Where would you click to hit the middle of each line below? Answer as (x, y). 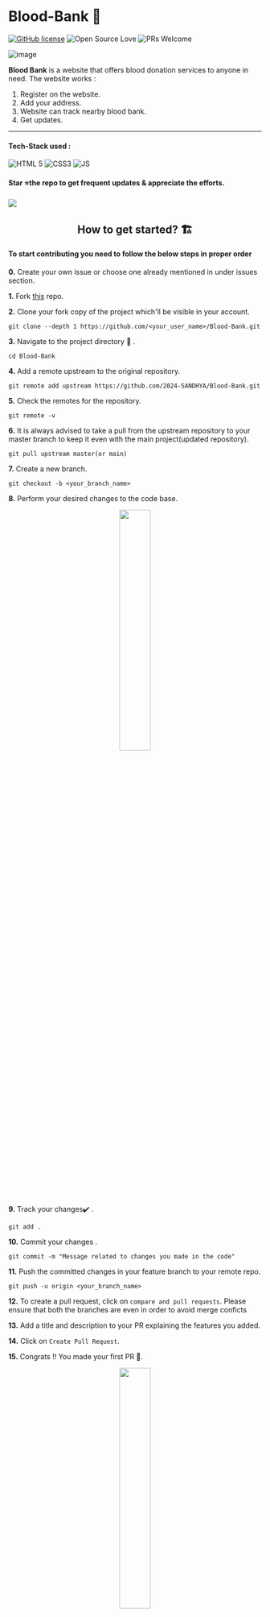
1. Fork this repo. (36, 296)
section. (22, 280)
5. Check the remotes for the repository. (75, 400)
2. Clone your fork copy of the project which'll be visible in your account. (129, 311)
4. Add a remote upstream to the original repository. (94, 371)
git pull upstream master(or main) (68, 454)
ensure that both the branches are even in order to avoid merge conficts (128, 1309)
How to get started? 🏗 (135, 229)
